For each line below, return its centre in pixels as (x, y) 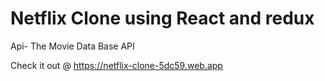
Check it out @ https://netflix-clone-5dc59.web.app (116, 65)
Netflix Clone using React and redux (162, 18)
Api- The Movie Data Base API (72, 46)
